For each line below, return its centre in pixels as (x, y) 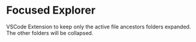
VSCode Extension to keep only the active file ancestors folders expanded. (99, 27)
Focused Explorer (51, 10)
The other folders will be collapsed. (50, 33)
